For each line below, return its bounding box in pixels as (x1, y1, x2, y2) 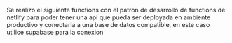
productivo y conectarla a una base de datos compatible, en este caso (6, 21, 210, 28)
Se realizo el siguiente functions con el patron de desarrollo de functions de (6, 6, 226, 14)
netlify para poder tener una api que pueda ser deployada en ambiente (6, 13, 211, 21)
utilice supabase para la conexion (6, 28, 104, 36)
